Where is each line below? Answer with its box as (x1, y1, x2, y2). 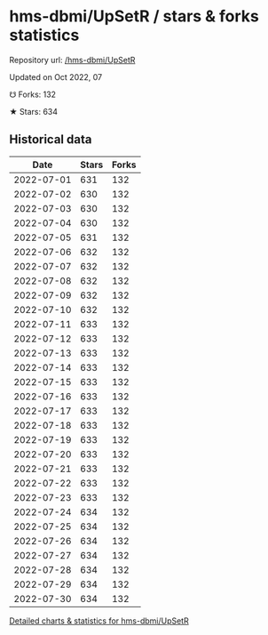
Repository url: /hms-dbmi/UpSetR (9, 54, 136, 65)
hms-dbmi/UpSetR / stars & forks (9, 6, 260, 27)
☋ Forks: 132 (9, 89, 56, 100)
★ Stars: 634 (9, 106, 59, 117)
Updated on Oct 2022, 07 (9, 71, 103, 82)
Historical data (9, 132, 92, 148)
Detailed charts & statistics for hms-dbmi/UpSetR (9, 615, 189, 626)
